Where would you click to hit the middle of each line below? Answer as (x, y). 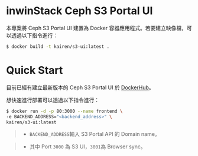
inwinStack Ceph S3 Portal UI (79, 11)
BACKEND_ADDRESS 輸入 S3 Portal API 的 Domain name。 (95, 134)
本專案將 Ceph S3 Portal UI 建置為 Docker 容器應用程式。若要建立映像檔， (97, 28)
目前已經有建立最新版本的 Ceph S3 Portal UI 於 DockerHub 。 (80, 87)
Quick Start (35, 70)
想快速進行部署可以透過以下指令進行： (53, 100)
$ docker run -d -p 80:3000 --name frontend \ (64, 111)
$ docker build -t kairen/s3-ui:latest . (58, 46)
